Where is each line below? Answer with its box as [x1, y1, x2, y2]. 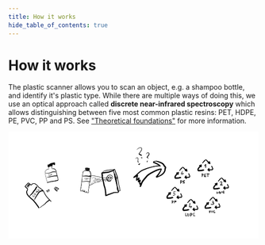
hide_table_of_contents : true [8, 21, 109, 29]
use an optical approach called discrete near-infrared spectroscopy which [8, 99, 255, 109]
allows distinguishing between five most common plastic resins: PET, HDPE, [8, 108, 256, 117]
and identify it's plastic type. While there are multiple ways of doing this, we [8, 91, 256, 101]
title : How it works [8, 13, 77, 21]
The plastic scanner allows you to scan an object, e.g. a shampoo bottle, [8, 82, 245, 92]
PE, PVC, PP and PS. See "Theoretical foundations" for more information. [8, 116, 248, 126]
